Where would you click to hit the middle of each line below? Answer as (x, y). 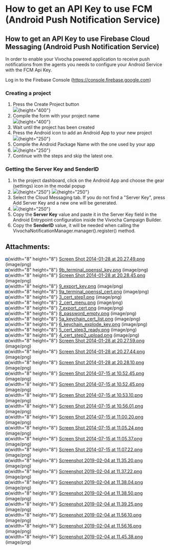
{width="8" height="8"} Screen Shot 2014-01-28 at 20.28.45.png (77, 275)
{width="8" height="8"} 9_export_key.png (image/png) (66, 286)
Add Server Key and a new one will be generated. (65, 202)
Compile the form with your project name (56, 116)
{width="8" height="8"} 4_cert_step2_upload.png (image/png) (74, 335)
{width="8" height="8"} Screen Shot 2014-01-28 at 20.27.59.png (76, 341)
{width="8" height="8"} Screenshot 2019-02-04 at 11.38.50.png (76, 493)
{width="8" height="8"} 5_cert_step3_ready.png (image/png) (72, 330)
